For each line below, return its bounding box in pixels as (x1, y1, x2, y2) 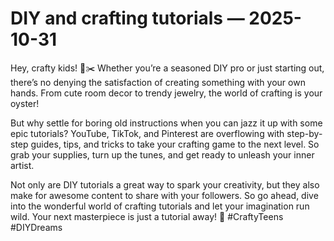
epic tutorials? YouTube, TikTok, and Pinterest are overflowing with (10, 127, 285, 139)
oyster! (10, 97, 40, 109)
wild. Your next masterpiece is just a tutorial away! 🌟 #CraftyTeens (10, 210, 284, 222)
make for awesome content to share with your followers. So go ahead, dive (10, 189, 319, 201)
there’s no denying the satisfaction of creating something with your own (10, 76, 306, 88)
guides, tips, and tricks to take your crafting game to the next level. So (30, 138, 320, 150)
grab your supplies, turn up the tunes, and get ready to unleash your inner (10, 148, 315, 161)
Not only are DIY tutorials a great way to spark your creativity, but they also (10, 178, 320, 191)
